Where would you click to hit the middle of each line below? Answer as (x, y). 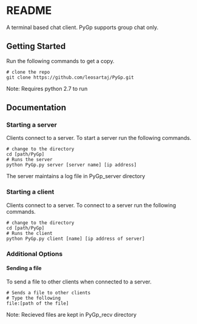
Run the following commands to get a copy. (60, 61)
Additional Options (35, 254)
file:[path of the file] (38, 303)
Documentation (36, 107)
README (29, 11)
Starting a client (30, 192)
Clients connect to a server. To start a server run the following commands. (99, 138)
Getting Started (36, 46)
